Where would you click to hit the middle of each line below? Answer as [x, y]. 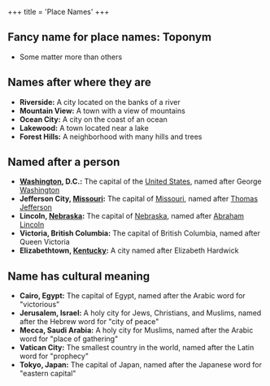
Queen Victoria [44, 242]
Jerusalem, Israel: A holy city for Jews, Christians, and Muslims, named [140, 313]
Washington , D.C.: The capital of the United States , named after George [140, 181]
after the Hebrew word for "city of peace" [89, 322]
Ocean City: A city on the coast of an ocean [94, 119]
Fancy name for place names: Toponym [110, 37]
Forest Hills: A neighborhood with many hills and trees [111, 137]
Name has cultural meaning [79, 276]
